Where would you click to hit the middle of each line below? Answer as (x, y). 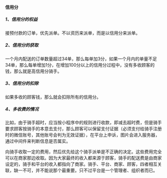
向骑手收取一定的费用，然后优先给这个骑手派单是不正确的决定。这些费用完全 (83, 152)
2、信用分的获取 (22, 45)
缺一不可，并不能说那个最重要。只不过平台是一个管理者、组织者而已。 (85, 171)
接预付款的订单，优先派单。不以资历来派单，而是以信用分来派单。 (73, 33)
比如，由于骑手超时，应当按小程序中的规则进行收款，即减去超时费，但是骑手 (83, 123)
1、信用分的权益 (22, 19)
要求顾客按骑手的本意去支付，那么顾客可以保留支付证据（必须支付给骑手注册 (83, 129)
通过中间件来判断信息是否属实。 (38, 141)
